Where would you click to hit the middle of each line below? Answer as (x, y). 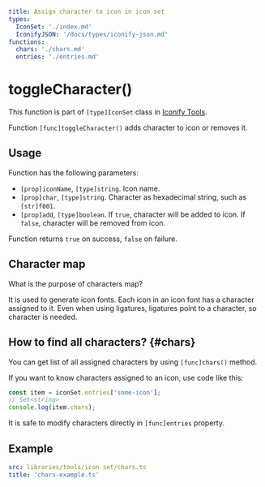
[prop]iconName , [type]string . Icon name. (90, 188)
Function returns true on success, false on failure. (93, 239)
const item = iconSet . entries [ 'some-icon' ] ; (85, 392)
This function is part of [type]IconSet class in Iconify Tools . (108, 112)
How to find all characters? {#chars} (102, 342)
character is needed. (43, 317)
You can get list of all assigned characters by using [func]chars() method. (133, 362)
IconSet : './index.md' (54, 27)
